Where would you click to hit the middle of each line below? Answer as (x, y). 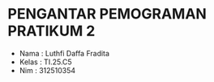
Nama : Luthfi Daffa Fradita (64, 53)
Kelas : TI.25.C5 (45, 62)
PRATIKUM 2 (51, 31)
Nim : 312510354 (47, 70)
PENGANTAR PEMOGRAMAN (107, 14)
